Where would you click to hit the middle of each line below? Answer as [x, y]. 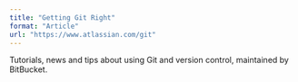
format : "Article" [44, 26]
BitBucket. [29, 69]
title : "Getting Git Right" [63, 18]
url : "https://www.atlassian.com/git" [83, 34]
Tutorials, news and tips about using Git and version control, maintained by [149, 60]
